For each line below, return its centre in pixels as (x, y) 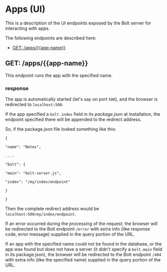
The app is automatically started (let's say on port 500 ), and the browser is (81, 99)
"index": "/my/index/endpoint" (38, 182)
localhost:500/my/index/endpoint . (40, 214)
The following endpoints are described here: (51, 38)
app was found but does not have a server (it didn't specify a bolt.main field (84, 249)
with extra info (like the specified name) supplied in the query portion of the (83, 260)
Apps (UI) (25, 9)
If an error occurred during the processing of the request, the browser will (81, 224)
